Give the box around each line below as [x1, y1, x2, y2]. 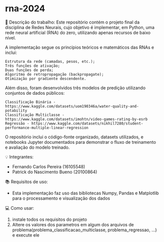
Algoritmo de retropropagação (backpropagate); [5, 72, 104, 77]
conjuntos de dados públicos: [5, 90, 65, 96]
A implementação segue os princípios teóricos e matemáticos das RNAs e [5, 44, 154, 50]
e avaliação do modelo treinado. [5, 144, 70, 150]
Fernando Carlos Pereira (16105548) [12, 163, 86, 169]
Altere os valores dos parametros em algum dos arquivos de [12, 221, 134, 227]
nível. [5, 35, 16, 41]
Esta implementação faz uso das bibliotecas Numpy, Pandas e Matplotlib [12, 190, 159, 196]
